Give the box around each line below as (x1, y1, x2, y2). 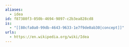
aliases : (5, 7, 23, 12)
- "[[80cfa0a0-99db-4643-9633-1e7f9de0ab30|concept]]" (9, 25, 125, 30)
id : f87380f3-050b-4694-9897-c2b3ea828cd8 (5, 16, 94, 21)
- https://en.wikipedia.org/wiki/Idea (9, 35, 90, 40)
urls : (5, 30, 16, 35)
